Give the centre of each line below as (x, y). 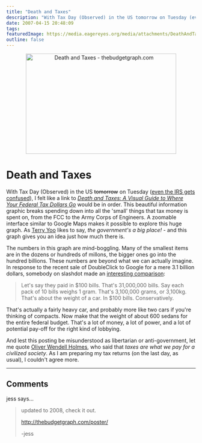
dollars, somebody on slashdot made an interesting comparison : (86, 273)
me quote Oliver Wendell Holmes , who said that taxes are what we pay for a (101, 347)
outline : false (25, 40)
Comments (27, 384)
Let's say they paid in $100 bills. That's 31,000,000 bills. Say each (103, 285)
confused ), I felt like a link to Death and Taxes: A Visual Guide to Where (95, 198)
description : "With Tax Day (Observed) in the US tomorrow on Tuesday (96, 17)
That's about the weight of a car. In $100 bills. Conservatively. (97, 298)
